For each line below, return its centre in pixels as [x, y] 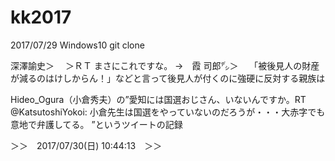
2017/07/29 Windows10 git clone [77, 45]
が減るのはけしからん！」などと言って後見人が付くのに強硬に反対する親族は [168, 78]
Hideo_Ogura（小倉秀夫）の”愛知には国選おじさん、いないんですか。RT [158, 99]
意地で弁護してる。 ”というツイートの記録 [96, 124]
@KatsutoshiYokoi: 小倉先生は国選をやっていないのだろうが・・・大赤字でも [168, 112]
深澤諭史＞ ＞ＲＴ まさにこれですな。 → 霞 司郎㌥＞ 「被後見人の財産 [165, 65]
